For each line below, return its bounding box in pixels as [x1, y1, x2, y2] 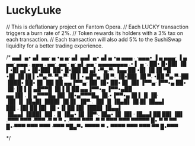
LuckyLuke [6, 4, 62, 17]
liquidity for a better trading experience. [6, 42, 104, 49]
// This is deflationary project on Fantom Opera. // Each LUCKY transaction [6, 23, 188, 30]
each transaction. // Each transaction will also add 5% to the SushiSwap [6, 36, 182, 43]
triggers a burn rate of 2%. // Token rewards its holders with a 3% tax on [6, 29, 184, 36]
